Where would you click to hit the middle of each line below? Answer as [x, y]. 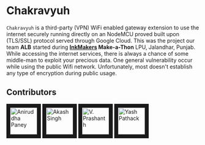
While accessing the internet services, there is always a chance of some [97, 53]
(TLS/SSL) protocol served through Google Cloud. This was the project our [101, 40]
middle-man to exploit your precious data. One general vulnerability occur [99, 60]
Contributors [32, 92]
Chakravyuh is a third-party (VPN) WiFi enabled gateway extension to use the [103, 28]
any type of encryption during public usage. [62, 73]
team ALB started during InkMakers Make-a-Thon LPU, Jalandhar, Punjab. [101, 47]
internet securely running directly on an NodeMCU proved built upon [93, 34]
